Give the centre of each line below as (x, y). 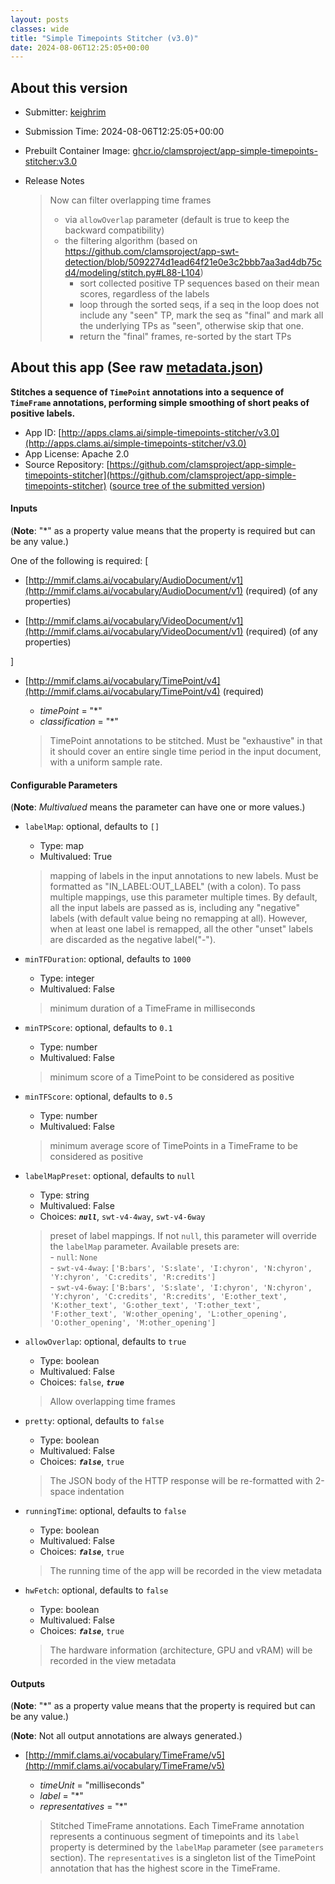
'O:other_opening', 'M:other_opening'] (133, 1323)
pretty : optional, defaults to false (94, 1421)
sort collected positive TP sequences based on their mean (199, 283)
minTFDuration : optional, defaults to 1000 (108, 959)
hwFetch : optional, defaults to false (96, 1590)
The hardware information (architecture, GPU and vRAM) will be (181, 1650)
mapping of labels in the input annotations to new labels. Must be (184, 876)
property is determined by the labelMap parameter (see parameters (187, 1847)
